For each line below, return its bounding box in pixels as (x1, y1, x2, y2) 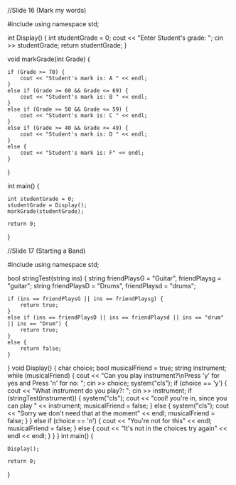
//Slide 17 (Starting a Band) (7, 246, 86, 255)
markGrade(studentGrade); (7, 208, 84, 215)
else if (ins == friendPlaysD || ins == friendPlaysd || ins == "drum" (7, 314, 224, 321)
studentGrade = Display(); (7, 202, 87, 209)
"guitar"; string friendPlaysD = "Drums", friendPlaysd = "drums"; (7, 282, 197, 290)
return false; (20, 345, 62, 352)
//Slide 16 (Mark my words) (7, 6, 87, 14)
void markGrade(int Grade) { (7, 55, 90, 63)
